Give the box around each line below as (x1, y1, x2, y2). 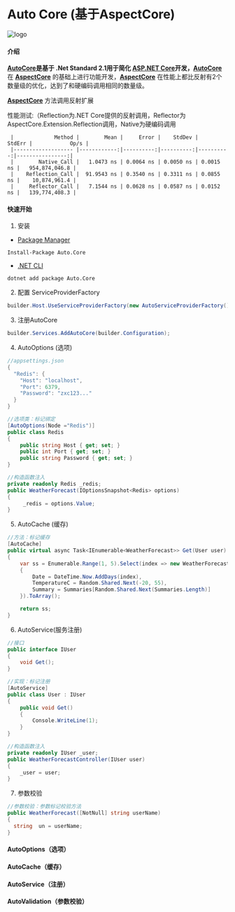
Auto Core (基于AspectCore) (7, 6, 176, 22)
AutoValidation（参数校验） (7, 897, 89, 906)
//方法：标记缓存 (7, 534, 50, 541)
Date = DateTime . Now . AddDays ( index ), (32, 573, 142, 580)
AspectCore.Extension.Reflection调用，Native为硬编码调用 (7, 120, 176, 128)
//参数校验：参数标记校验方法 (7, 803, 82, 810)
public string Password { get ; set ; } (20, 455, 133, 462)
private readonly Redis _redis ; (7, 480, 101, 487)
